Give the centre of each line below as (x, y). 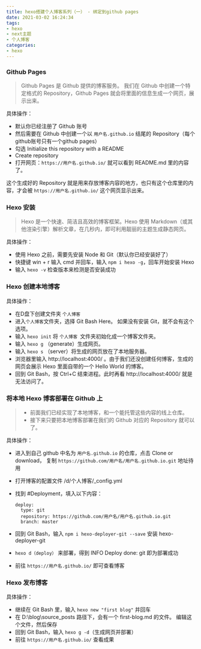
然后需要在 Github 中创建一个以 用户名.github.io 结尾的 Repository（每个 (105, 134)
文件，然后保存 (39, 624)
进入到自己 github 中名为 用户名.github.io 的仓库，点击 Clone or (94, 453)
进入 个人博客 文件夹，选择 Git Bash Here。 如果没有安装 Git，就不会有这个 (104, 321)
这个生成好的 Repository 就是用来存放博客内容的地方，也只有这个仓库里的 (97, 183)
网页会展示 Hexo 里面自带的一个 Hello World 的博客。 (81, 366)
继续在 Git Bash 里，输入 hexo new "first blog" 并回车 (83, 609)
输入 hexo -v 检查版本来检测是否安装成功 (65, 270)
